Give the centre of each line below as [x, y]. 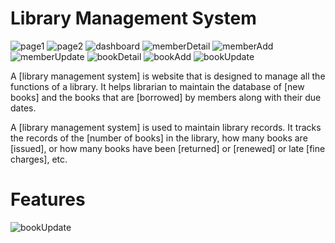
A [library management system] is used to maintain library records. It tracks [166, 127]
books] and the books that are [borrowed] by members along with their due [166, 97]
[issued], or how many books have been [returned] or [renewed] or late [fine [168, 148]
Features [48, 199]
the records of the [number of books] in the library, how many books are [159, 138]
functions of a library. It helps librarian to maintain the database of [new [157, 86]
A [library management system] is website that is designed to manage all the [168, 76]
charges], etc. [39, 159]
